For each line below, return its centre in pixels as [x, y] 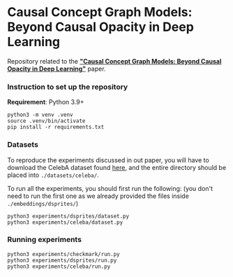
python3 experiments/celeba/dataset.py [65, 222]
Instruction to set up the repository [68, 87]
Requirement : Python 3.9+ [46, 102]
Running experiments [45, 240]
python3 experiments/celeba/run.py [59, 267]
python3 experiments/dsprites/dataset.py [68, 216]
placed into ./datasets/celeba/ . [53, 175]
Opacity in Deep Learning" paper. [57, 69]
